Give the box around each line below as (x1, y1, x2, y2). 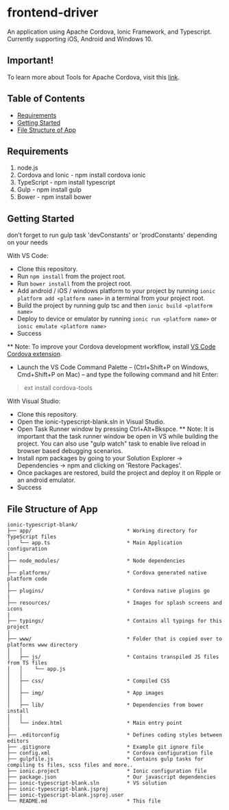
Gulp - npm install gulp (16, 185, 82, 194)
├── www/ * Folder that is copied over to (7, 636, 223, 643)
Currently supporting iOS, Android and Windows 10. (7, 34, 153, 43)
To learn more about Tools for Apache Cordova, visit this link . (7, 73, 180, 81)
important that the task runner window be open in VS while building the (16, 432, 218, 441)
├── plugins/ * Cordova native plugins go (7, 588, 210, 594)
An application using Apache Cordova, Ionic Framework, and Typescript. (7, 27, 213, 36)
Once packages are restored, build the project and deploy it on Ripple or (16, 469, 221, 477)
